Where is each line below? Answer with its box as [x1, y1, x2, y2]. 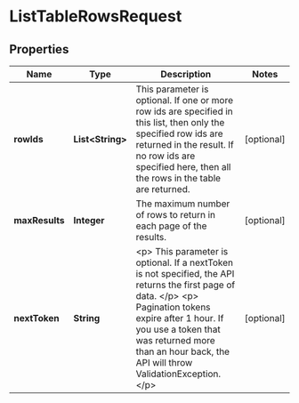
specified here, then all [135, 161, 231, 173]
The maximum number [135, 197, 230, 210]
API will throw [135, 357, 193, 368]
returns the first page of [135, 278, 236, 291]
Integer [73, 214, 105, 226]
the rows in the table [135, 172, 221, 184]
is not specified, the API [135, 268, 235, 279]
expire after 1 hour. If [135, 312, 224, 324]
